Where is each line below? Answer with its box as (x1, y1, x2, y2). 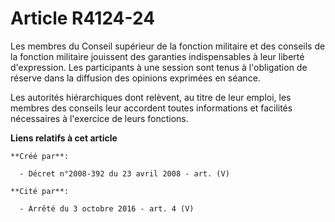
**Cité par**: (10, 186, 70, 196)
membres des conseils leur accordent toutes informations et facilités (10, 102, 293, 114)
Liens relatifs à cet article (10, 132, 118, 144)
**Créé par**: (10, 151, 70, 161)
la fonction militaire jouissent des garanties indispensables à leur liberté (10, 50, 305, 62)
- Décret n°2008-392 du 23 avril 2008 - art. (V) (19, 168, 230, 179)
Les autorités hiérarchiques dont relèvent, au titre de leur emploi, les (10, 91, 292, 103)
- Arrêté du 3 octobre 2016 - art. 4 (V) (19, 203, 195, 214)
